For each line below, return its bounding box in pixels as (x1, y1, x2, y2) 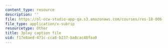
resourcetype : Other (5, 26, 48, 31)
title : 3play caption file (5, 30, 61, 35)
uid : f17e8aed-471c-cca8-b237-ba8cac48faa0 (5, 35, 97, 40)
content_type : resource (5, 7, 55, 12)
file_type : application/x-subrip (5, 21, 75, 26)
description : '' (5, 12, 39, 17)
